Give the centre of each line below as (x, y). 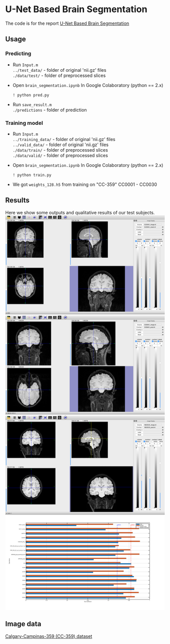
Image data (23, 624)
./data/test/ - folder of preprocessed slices (59, 75)
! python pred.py (31, 95)
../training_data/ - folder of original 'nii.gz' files (64, 139)
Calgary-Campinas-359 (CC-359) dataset (49, 636)
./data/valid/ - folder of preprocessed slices (60, 155)
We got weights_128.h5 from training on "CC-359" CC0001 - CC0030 (85, 184)
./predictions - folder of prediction (50, 110)
